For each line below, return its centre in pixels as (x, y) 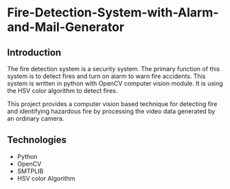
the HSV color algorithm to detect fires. (62, 91)
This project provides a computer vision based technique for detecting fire (112, 104)
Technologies (37, 140)
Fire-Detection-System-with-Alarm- (113, 13)
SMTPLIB (30, 171)
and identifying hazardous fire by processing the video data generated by (111, 111)
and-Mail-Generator (66, 27)
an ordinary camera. (36, 118)
